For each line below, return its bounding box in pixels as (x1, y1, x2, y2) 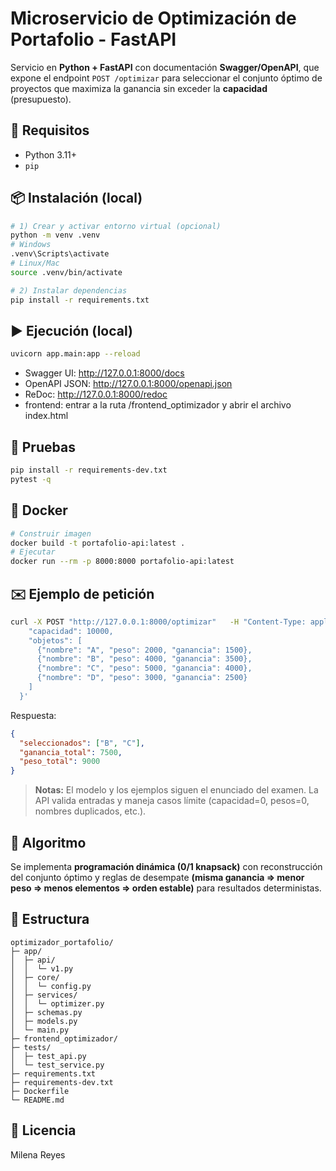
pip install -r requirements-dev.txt (10, 465, 168, 476)
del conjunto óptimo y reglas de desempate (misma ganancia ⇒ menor (10, 872, 305, 883)
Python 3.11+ (24, 148, 78, 161)
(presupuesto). (10, 93, 72, 105)
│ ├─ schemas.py (10, 1007, 83, 1017)
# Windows (10, 240, 52, 250)
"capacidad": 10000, (28, 626, 114, 636)
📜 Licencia (10, 1122, 77, 1139)
